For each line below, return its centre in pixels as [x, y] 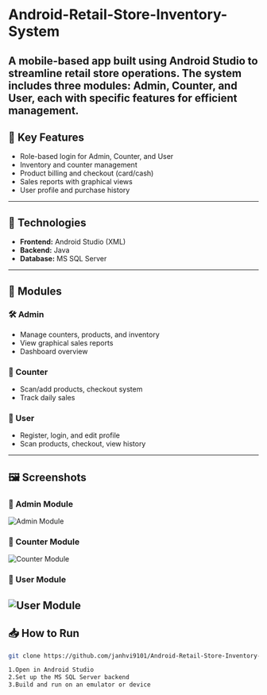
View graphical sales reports [66, 342]
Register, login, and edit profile [70, 435]
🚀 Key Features [46, 137]
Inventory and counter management [78, 165]
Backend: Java [44, 250]
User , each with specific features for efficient [123, 98]
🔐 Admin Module [41, 504]
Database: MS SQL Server [63, 259]
